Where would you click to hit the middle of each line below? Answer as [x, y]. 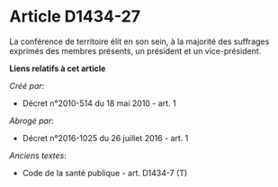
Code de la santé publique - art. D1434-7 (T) [105, 173]
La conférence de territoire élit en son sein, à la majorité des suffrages [139, 41]
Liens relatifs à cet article [58, 68]
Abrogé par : [31, 120]
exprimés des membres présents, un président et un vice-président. [135, 50]
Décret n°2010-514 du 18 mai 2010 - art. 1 [99, 103]
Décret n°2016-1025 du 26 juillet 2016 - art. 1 [105, 138]
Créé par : [27, 85]
